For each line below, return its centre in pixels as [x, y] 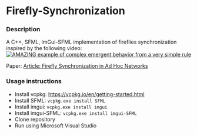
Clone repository [35, 119]
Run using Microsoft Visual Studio [56, 126]
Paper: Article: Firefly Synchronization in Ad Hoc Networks [77, 66]
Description [23, 29]
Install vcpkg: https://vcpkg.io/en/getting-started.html [80, 94]
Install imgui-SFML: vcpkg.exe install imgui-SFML [76, 113]
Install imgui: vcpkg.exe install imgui [61, 107]
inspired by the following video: [44, 48]
